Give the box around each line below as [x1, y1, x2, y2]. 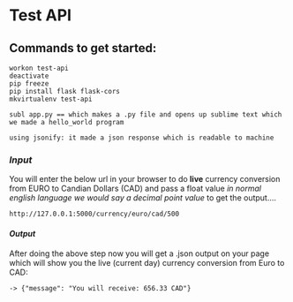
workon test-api [9, 64, 69, 72]
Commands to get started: [9, 41, 157, 56]
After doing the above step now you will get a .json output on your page [9, 248, 270, 259]
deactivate [9, 72, 49, 80]
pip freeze [9, 79, 49, 88]
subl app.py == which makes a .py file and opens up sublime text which [9, 110, 282, 119]
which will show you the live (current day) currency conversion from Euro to [9, 257, 285, 268]
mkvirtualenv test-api [9, 94, 93, 103]
